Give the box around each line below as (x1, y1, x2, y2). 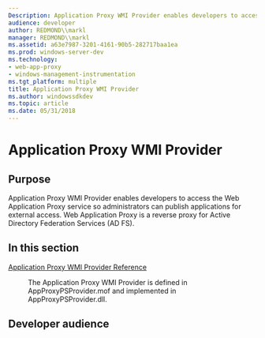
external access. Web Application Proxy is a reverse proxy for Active (8, 210, 231, 220)
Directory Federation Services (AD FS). (8, 219, 135, 227)
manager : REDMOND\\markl (8, 33, 90, 42)
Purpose (8, 172, 51, 186)
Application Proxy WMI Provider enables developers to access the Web (8, 193, 240, 202)
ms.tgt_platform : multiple (8, 77, 97, 85)
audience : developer (8, 19, 77, 27)
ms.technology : (8, 56, 58, 64)
